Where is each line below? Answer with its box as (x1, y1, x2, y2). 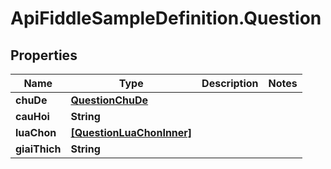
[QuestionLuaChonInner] (70, 126, 193, 139)
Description (201, 77, 259, 90)
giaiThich (15, 142, 62, 156)
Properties (10, 47, 78, 64)
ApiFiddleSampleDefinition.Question (10, 7, 322, 30)
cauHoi (15, 110, 50, 123)
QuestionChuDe (70, 93, 149, 107)
